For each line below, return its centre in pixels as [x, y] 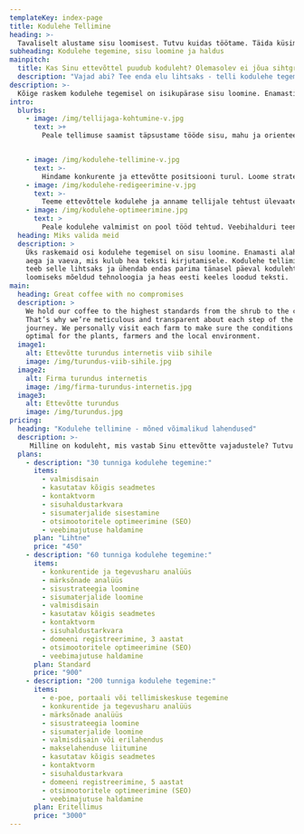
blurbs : [32, 110]
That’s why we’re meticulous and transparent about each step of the [160, 319]
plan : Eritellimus [68, 807]
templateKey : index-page [56, 18]
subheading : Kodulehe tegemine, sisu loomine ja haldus [117, 52]
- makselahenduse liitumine [95, 749]
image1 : [32, 345]
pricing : [26, 421]
